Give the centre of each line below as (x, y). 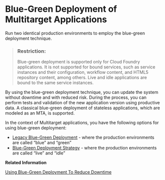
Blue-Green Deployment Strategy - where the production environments (84, 148)
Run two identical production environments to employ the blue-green (75, 33)
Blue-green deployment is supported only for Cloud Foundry (79, 62)
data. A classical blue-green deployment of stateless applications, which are (82, 108)
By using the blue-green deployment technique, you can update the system (82, 92)
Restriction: (32, 51)
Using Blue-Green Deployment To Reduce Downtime (58, 172)
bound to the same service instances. (55, 83)
